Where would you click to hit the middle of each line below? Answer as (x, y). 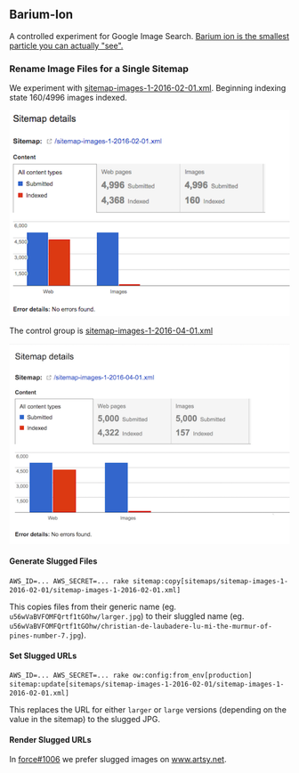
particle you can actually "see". (66, 45)
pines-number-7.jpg (45, 636)
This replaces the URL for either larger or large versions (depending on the (148, 710)
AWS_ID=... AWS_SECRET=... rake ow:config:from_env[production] (131, 676)
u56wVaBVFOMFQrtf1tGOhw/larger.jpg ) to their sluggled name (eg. (127, 616)
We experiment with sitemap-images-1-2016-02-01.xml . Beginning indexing (148, 88)
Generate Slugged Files (53, 561)
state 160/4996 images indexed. (68, 98)
